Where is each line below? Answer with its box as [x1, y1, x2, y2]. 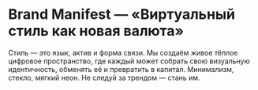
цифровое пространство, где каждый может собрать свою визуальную [8, 56, 251, 66]
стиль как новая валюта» [8, 22, 185, 40]
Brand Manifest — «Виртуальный [8, 5, 235, 23]
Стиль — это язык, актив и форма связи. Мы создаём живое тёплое [8, 48, 238, 57]
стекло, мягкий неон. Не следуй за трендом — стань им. [8, 73, 200, 82]
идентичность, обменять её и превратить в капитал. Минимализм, [8, 64, 234, 74]
